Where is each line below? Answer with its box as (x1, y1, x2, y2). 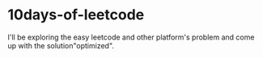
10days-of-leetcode (7, 6, 145, 24)
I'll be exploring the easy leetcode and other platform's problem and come (7, 32, 255, 42)
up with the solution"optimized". (7, 40, 115, 50)
